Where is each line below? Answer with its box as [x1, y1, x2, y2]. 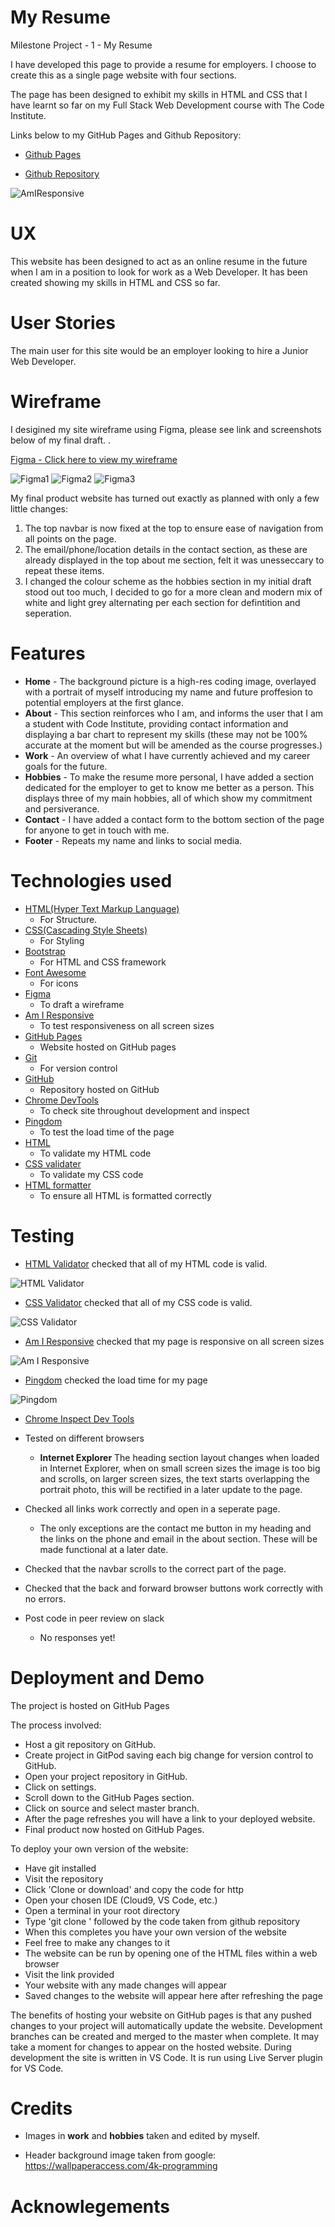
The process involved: [10, 1719, 102, 1731]
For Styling [39, 934, 85, 946]
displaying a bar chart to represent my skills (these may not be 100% [24, 728, 308, 740]
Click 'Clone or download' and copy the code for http [24, 1883, 245, 1895]
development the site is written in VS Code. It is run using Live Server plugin [10, 2051, 323, 2063]
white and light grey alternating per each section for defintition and [24, 596, 301, 608]
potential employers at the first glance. [24, 696, 185, 708]
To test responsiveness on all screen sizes [39, 1019, 215, 1031]
